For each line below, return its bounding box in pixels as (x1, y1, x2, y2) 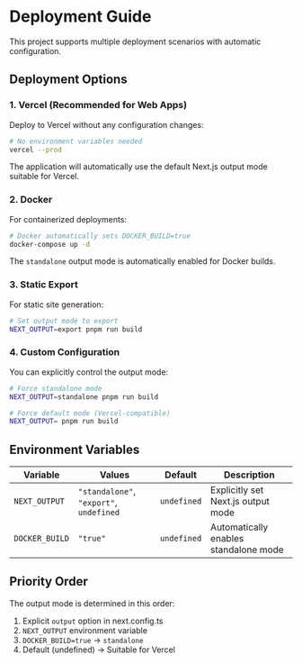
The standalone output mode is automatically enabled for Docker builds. (9, 256, 276, 267)
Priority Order (9, 574, 88, 589)
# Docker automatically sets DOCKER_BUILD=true (9, 232, 191, 241)
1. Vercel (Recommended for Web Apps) (9, 99, 187, 112)
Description (223, 468, 276, 481)
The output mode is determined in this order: (9, 597, 175, 609)
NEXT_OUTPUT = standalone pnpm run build (9, 392, 159, 402)
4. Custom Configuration (9, 346, 120, 359)
